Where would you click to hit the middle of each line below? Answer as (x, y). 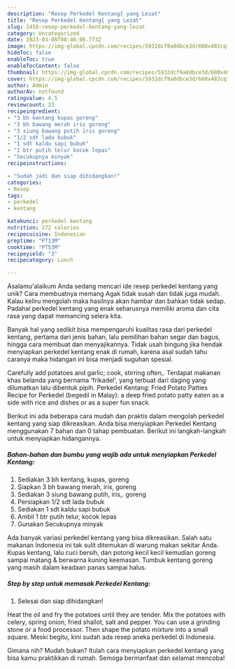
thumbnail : (23, 72)
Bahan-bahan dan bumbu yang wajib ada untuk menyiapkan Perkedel (112, 454)
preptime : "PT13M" (34, 241)
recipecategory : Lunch (40, 260)
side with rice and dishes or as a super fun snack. (79, 402)
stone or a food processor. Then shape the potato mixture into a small (108, 630)
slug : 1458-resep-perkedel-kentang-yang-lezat (76, 27)
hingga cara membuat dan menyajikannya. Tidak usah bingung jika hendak (115, 344)
